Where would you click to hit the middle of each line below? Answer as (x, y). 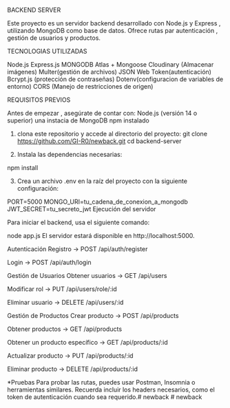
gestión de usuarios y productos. (54, 38)
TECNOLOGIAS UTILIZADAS (47, 51)
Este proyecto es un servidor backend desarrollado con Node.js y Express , (114, 23)
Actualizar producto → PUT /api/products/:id (70, 356)
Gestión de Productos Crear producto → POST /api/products (93, 315)
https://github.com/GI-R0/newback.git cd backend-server (99, 141)
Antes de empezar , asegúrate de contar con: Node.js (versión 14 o (102, 113)
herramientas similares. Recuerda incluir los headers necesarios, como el (111, 389)
